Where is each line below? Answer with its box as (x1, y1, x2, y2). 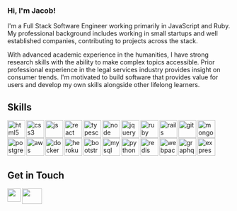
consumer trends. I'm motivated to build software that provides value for (7, 73, 219, 81)
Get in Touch (7, 169, 65, 181)
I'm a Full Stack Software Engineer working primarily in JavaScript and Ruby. (7, 22, 231, 30)
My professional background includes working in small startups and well (7, 29, 218, 38)
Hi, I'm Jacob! (7, 6, 56, 16)
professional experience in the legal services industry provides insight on (7, 66, 221, 74)
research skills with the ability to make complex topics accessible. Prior (7, 58, 215, 67)
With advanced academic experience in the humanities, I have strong (7, 50, 209, 59)
